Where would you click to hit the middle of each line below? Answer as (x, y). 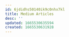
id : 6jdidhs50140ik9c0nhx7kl (35, 9)
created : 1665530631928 (30, 27)
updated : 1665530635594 (30, 23)
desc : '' (14, 18)
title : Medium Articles (30, 14)
